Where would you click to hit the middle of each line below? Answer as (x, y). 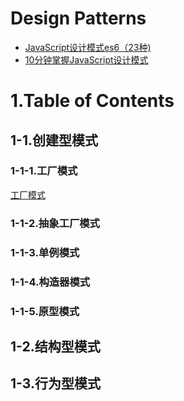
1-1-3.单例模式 (45, 252)
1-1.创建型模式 (54, 140)
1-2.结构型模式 (55, 346)
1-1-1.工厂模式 (44, 171)
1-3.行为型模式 (55, 383)
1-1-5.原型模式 (45, 311)
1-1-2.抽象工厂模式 (55, 223)
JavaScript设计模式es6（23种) (88, 47)
